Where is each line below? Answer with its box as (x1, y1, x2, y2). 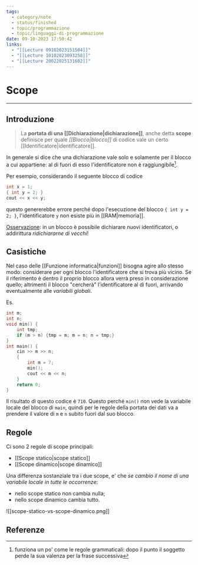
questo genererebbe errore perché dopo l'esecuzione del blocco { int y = (6, 205, 189, 213)
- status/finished (11, 19, 57, 25)
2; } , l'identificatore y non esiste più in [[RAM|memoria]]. (6, 212, 145, 219)
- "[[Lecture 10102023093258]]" (11, 53, 91, 58)
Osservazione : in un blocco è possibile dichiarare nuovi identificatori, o (6, 223, 179, 230)
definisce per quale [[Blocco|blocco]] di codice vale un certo (20, 136, 169, 143)
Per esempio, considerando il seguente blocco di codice (6, 172, 143, 179)
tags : (6, 8, 19, 15)
